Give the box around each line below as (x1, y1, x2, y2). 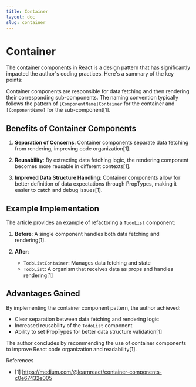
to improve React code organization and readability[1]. (6, 345, 137, 352)
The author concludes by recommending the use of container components (6, 339, 187, 346)
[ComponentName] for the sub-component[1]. (6, 107, 111, 114)
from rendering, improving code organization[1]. (14, 145, 131, 152)
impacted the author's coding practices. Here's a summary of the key (6, 70, 174, 77)
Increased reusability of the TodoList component (14, 321, 133, 328)
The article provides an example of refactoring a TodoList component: (6, 219, 175, 226)
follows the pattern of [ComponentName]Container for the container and (6, 100, 175, 107)
